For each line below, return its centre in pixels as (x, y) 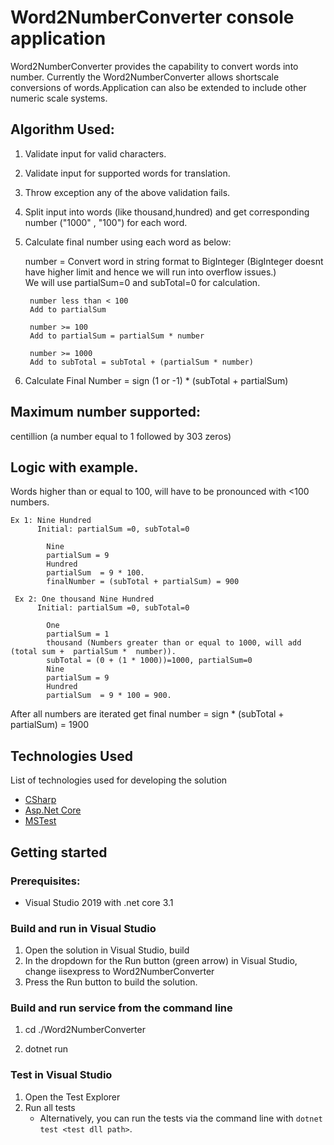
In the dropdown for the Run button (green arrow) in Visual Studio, (161, 961)
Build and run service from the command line (121, 1008)
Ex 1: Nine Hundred (51, 521)
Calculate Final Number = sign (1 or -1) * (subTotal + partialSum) (156, 380)
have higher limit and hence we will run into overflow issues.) (150, 272)
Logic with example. (74, 467)
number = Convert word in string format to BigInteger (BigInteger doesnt (174, 261)
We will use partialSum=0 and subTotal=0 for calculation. (142, 282)
